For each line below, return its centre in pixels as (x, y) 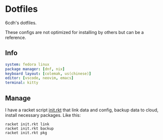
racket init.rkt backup (30, 128)
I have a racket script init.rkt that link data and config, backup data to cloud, (82, 110)
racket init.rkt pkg (26, 133)
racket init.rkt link (27, 124)
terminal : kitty (22, 83)
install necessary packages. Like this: (43, 115)
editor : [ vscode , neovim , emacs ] (39, 78)
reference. (16, 37)
